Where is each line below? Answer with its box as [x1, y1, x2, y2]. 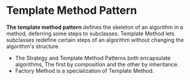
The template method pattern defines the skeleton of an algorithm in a [6, 23, 183, 31]
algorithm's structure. [6, 43, 61, 50]
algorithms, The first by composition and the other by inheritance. [15, 61, 179, 68]
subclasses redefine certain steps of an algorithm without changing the [6, 36, 185, 43]
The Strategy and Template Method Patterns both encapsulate [15, 54, 171, 61]
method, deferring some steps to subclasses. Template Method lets [6, 29, 175, 37]
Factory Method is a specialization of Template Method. [15, 67, 154, 74]
